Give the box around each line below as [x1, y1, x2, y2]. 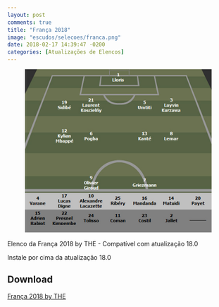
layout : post [7, 11, 46, 18]
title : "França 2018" [7, 26, 71, 33]
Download [7, 273, 53, 285]
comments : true [7, 18, 52, 26]
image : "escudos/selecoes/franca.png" [7, 34, 121, 41]
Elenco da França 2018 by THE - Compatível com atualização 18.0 [7, 239, 199, 248]
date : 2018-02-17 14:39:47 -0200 [7, 41, 106, 49]
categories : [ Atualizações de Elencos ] [7, 49, 125, 56]
